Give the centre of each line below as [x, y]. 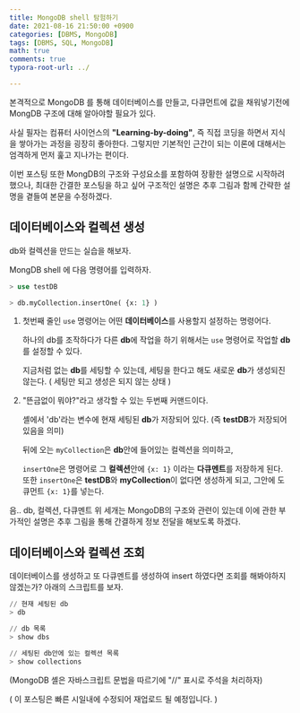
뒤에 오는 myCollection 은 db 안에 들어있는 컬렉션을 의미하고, [128, 450]
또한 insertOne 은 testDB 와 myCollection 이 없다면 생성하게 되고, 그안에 [149, 480]
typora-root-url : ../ [50, 68]
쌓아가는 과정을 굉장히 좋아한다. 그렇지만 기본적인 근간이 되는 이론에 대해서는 [152, 143]
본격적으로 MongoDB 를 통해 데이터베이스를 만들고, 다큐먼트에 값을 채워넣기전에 [150, 102]
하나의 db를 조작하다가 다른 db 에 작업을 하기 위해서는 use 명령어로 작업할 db [156, 340]
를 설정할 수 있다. [52, 352]
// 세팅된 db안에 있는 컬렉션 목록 [64, 653]
